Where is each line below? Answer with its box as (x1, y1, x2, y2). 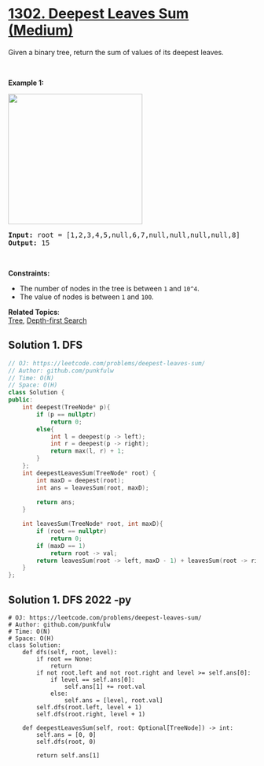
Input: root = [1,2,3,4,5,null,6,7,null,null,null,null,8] (8, 230, 241, 239)
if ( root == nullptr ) (36, 527, 108, 535)
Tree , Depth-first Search (8, 316, 87, 325)
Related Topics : (8, 307, 60, 316)
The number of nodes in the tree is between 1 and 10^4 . (19, 283, 200, 293)
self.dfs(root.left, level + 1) (36, 703, 143, 711)
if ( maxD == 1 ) (36, 542, 86, 550)
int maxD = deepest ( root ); (36, 476, 125, 484)
